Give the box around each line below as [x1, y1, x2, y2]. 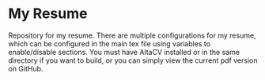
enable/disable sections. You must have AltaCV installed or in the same [8, 47, 240, 56]
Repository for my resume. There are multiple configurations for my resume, [8, 31, 256, 40]
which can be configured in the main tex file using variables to [8, 38, 211, 48]
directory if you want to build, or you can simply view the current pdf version [8, 56, 258, 65]
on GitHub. [8, 64, 44, 73]
